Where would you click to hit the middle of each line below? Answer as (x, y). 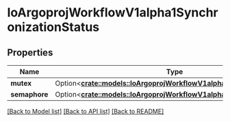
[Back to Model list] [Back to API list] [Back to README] (86, 111)
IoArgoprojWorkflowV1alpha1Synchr (113, 13)
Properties (30, 52)
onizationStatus (53, 27)
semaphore (29, 94)
